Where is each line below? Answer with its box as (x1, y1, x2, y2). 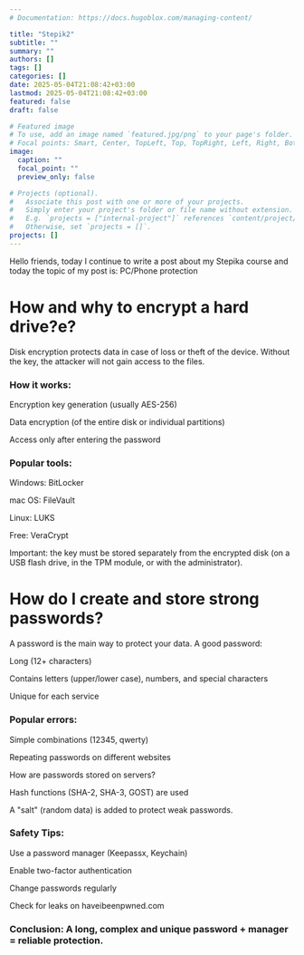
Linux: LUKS (9, 513, 56, 524)
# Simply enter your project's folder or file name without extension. (9, 206, 294, 215)
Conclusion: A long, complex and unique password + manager (9, 922, 289, 935)
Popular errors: (9, 713, 78, 726)
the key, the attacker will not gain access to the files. (9, 355, 205, 367)
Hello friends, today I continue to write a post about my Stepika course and (9, 256, 289, 266)
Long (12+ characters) (9, 656, 92, 667)
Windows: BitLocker (9, 477, 84, 488)
